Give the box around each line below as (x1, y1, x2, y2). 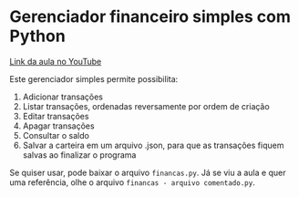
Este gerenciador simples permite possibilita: (9, 73, 179, 84)
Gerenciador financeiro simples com (9, 6, 292, 27)
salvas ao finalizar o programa (22, 149, 137, 161)
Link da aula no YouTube (9, 56, 102, 67)
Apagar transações (22, 120, 95, 131)
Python (9, 26, 66, 47)
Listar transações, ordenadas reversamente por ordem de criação (22, 100, 271, 111)
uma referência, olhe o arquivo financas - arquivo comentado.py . (9, 176, 255, 188)
